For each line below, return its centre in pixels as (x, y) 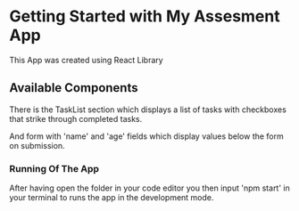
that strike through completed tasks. (76, 118)
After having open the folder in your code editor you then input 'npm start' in (149, 188)
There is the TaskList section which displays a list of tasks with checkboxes (148, 110)
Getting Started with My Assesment (145, 16)
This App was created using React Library (86, 60)
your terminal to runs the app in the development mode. (112, 198)
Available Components (74, 88)
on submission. (37, 145)
